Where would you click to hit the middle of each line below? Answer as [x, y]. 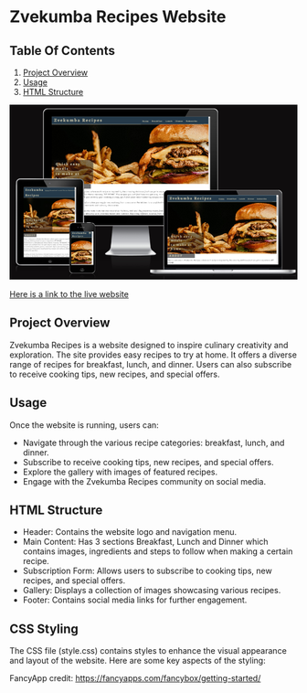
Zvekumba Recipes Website [118, 17]
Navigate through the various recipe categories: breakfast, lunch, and [153, 442]
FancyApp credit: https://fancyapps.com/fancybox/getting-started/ [135, 678]
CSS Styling [44, 629]
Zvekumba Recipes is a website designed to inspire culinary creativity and [149, 345]
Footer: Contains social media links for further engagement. [135, 600]
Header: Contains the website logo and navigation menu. [130, 532]
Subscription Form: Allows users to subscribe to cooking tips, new [147, 571]
